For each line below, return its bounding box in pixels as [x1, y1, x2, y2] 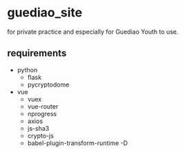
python [17, 65, 38, 74]
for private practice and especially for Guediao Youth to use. [7, 27, 179, 36]
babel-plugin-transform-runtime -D [27, 139, 128, 147]
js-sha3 [27, 124, 50, 132]
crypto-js [27, 131, 54, 140]
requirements [7, 47, 67, 59]
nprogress [27, 109, 57, 118]
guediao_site [7, 5, 83, 21]
